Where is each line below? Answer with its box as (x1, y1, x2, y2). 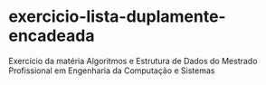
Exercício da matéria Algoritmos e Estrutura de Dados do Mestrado (8, 55, 258, 66)
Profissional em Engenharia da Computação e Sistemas (8, 65, 215, 76)
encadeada (8, 25, 95, 46)
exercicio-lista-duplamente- (8, 6, 227, 27)
